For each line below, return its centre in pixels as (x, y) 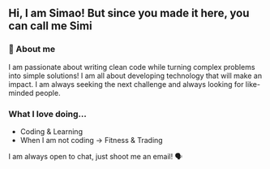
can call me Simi (50, 26)
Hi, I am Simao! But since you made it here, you (129, 13)
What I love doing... (47, 114)
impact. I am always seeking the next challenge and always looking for (126, 84)
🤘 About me (32, 50)
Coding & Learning (51, 131)
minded (21, 93)
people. (48, 93)
